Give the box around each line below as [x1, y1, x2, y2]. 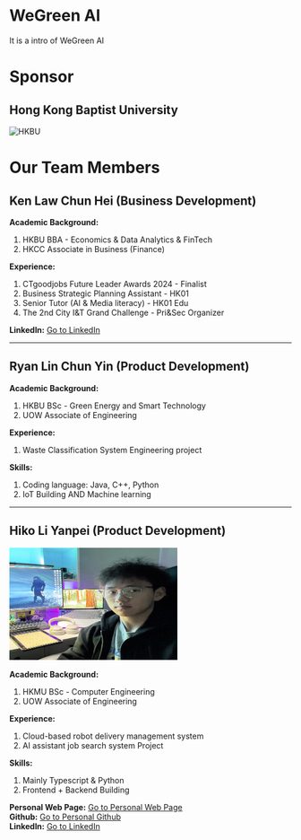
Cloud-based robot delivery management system [21, 731, 204, 741]
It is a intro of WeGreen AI [9, 35, 105, 46]
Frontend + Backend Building [21, 784, 130, 795]
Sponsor [9, 66, 74, 87]
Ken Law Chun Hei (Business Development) [9, 193, 257, 208]
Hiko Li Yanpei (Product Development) [9, 523, 227, 538]
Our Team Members [9, 158, 160, 178]
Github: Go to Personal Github [9, 811, 121, 822]
